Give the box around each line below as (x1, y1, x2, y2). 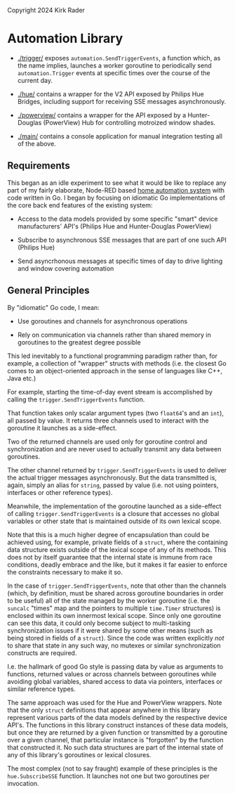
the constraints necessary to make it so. (7, 567, 123, 576)
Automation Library (7, 31, 123, 46)
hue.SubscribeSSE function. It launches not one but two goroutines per (7, 771, 210, 780)
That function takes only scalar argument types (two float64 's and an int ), (7, 408, 224, 417)
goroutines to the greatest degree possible (17, 337, 142, 347)
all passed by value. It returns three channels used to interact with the (7, 416, 209, 425)
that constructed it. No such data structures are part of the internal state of (7, 743, 224, 752)
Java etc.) (7, 374, 36, 382)
